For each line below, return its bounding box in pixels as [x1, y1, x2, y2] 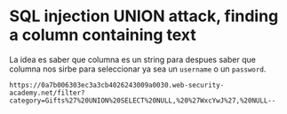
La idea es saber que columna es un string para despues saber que [9, 54, 256, 65]
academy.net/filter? [9, 88, 86, 97]
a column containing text [9, 25, 197, 45]
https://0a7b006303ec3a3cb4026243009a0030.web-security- [9, 80, 225, 89]
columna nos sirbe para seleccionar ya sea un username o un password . [9, 64, 267, 74]
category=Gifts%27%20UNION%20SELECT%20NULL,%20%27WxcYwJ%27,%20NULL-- [9, 95, 276, 105]
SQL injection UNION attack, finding [9, 6, 279, 27]
